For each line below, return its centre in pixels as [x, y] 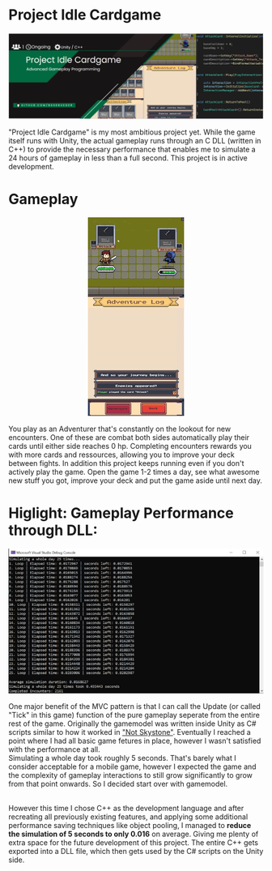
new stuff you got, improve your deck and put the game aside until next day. [136, 480]
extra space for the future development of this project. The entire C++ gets [134, 843]
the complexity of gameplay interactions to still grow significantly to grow [131, 775]
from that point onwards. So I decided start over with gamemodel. [118, 784]
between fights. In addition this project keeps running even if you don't [126, 463]
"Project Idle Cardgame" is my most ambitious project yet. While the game [132, 132]
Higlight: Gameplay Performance [121, 513]
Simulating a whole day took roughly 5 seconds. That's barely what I [122, 758]
